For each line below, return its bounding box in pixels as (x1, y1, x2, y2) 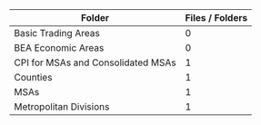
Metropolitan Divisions (14, 101, 110, 112)
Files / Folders (185, 12, 248, 24)
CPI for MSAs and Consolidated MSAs (14, 56, 176, 69)
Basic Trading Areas (14, 27, 100, 39)
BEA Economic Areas (14, 42, 105, 53)
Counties (14, 72, 53, 83)
